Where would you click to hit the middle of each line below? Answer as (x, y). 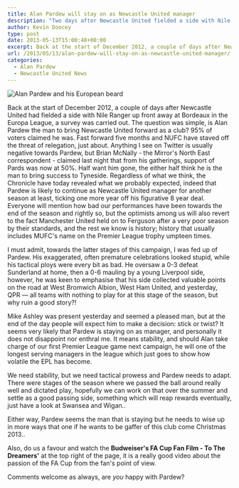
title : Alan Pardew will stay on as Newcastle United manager (101, 14)
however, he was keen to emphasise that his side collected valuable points (117, 280)
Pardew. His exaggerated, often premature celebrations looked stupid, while (118, 257)
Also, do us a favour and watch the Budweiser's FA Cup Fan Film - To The (116, 448)
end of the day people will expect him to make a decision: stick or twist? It (116, 323)
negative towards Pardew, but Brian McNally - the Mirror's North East (109, 153)
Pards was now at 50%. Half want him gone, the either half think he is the (115, 168)
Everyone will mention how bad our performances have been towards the (115, 205)
